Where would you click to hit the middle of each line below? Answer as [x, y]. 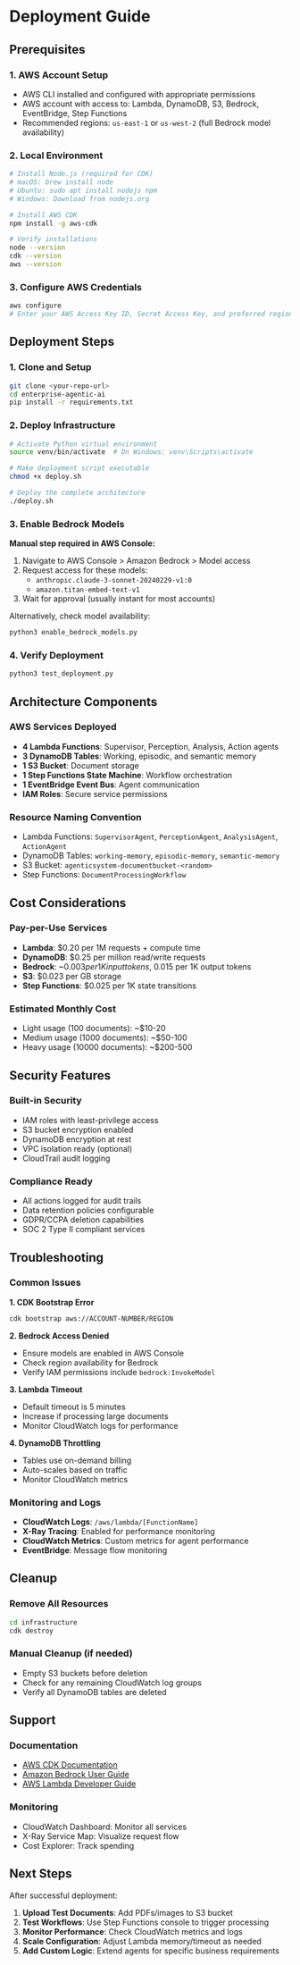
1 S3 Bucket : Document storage [81, 765]
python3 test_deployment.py [62, 674]
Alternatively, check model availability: [80, 616]
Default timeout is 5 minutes [74, 1407]
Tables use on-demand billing [77, 1460]
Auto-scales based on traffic [75, 1470]
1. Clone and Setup [50, 367]
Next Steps [41, 1874]
